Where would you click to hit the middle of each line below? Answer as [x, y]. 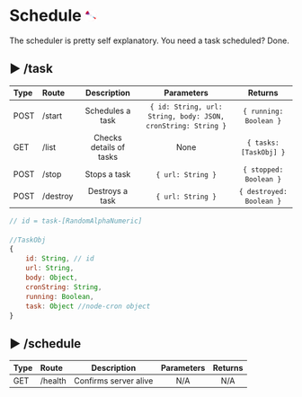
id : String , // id [60, 259]
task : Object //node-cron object [88, 306]
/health [53, 380]
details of [108, 147]
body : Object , [52, 278]
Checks [108, 137]
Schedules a [108, 110]
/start [52, 115]
